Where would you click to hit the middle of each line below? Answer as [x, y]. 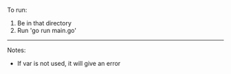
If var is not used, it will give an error [69, 63]
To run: [17, 10]
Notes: [16, 50]
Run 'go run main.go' [47, 30]
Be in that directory [44, 23]
